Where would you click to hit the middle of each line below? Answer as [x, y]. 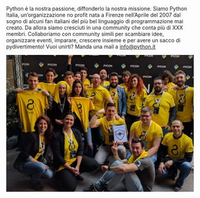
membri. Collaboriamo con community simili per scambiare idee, [85, 34]
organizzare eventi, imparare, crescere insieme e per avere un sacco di [93, 40]
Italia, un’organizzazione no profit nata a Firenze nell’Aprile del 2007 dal [93, 15]
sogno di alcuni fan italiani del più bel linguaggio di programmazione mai [95, 21]
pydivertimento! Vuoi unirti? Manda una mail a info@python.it [81, 47]
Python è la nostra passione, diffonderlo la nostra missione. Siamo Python [97, 9]
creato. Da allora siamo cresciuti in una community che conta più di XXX [95, 27]
